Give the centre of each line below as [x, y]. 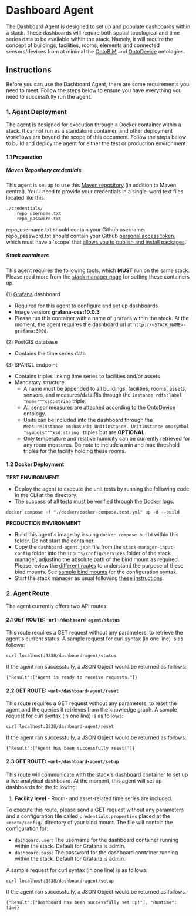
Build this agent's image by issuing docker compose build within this [97, 534]
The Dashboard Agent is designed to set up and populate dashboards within [98, 26]
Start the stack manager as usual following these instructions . [89, 578]
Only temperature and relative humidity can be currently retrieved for [107, 438]
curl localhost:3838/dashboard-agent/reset [60, 727]
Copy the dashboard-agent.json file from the [68, 546]
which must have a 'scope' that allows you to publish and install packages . [96, 242]
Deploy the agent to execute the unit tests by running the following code [102, 489]
